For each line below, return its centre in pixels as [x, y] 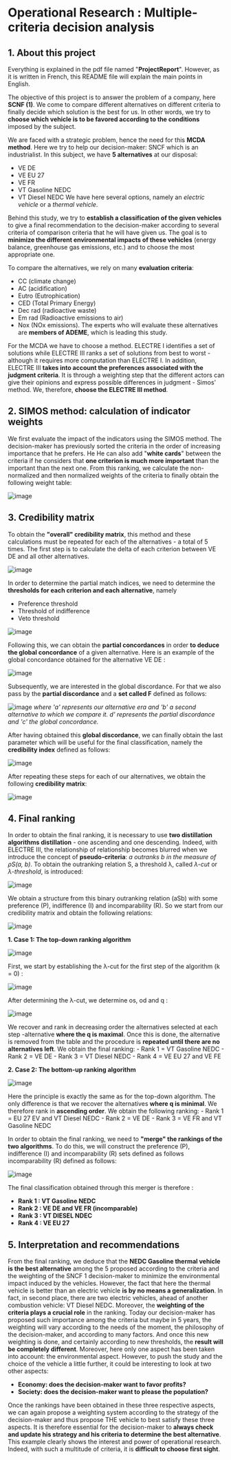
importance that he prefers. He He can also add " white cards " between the [114, 453]
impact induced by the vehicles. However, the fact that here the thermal [109, 1284]
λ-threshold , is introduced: [45, 872]
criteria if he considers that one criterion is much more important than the [113, 460]
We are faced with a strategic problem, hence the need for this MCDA [107, 140]
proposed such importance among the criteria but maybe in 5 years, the [110, 1320]
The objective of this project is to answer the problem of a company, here [112, 97]
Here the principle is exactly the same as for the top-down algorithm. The [112, 1096]
